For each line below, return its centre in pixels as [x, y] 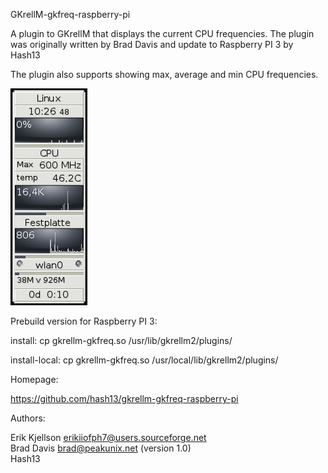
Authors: [28, 418]
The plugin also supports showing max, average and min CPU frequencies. [164, 74]
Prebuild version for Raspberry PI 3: [84, 321]
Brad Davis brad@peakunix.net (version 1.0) [101, 448]
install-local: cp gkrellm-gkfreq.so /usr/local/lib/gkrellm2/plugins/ [144, 360]
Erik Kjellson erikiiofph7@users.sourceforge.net [108, 437]
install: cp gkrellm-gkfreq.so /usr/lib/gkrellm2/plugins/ [121, 340]
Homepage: [34, 379]
